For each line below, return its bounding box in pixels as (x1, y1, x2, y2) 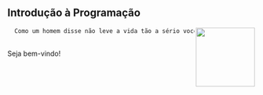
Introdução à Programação (7, 6, 141, 20)
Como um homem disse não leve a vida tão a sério (14, 27, 180, 35)
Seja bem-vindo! (7, 49, 61, 58)
